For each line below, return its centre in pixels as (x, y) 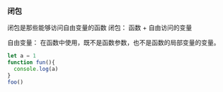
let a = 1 (22, 56)
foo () (15, 82)
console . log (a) (36, 69)
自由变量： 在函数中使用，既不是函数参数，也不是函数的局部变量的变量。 (114, 43)
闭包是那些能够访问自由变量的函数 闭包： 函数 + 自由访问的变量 (100, 28)
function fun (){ (31, 63)
